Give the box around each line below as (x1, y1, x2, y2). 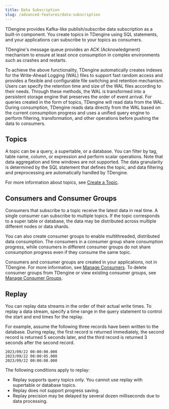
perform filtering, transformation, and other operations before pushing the (5, 115, 159, 121)
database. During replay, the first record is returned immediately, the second (5, 328, 164, 335)
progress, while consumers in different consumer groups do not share (5, 244, 151, 250)
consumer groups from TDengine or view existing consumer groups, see (5, 270, 156, 276)
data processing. (12, 398, 48, 404)
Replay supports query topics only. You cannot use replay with (12, 376, 143, 383)
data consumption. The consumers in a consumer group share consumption (5, 239, 163, 245)
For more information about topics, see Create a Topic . (5, 179, 119, 185)
